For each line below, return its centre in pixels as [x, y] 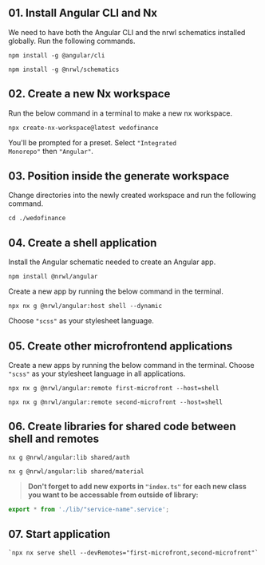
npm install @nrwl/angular [53, 277]
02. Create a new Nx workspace [89, 94]
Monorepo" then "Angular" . [51, 151]
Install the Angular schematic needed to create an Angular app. [112, 262]
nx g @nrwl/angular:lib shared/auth [69, 457]
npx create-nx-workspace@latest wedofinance [83, 128]
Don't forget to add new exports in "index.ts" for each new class [137, 486]
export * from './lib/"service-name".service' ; [89, 509]
